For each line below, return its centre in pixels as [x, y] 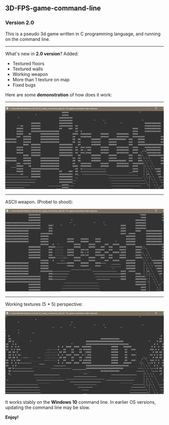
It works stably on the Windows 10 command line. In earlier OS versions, [80, 402]
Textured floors [28, 63]
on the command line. [28, 39]
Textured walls [28, 69]
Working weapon [30, 74]
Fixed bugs [24, 85]
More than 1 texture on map [41, 79]
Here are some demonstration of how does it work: [59, 95]
